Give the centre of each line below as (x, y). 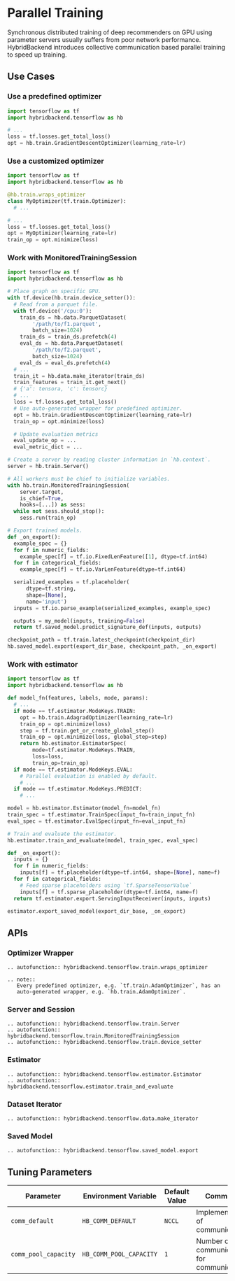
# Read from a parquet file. (56, 304)
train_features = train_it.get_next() (70, 383)
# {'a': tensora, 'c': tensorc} (61, 389)
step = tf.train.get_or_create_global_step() (87, 730)
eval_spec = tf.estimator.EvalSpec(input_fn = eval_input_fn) (97, 821)
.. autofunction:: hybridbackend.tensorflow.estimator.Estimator (104, 1074)
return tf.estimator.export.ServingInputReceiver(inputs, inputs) (112, 898)
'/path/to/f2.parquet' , (67, 350)
